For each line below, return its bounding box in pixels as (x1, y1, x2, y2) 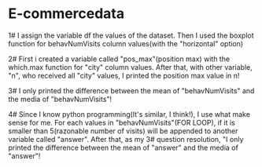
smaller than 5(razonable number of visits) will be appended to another (8, 126, 238, 136)
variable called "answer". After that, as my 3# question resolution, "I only (8, 134, 244, 143)
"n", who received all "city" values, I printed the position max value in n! (8, 71, 240, 80)
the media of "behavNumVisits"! (8, 94, 113, 103)
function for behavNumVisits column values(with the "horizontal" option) (8, 38, 244, 48)
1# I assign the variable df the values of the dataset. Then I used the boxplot (8, 31, 254, 40)
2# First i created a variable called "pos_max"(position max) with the (8, 54, 231, 64)
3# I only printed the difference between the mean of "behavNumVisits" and (8, 85, 255, 95)
